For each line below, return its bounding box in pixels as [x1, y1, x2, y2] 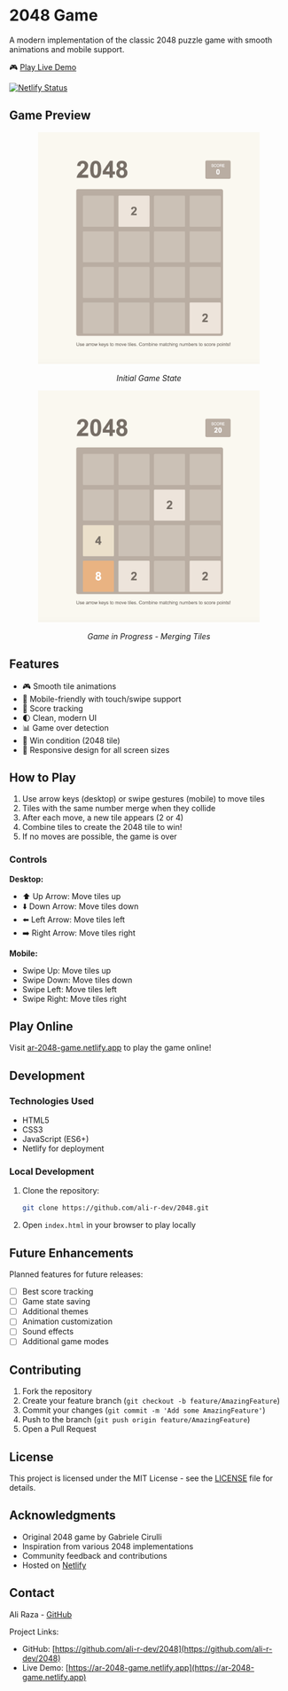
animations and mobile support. [9, 43, 125, 54]
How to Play [9, 770, 77, 785]
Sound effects [21, 1327, 74, 1337]
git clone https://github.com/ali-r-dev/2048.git [21, 1203, 210, 1213]
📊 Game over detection [21, 722, 109, 732]
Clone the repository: [21, 1186, 100, 1196]
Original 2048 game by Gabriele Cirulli [21, 1531, 162, 1542]
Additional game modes [21, 1336, 109, 1347]
